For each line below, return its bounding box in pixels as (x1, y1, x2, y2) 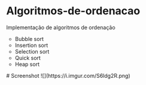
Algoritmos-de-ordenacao (6, 4, 141, 18)
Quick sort (14, 54, 41, 61)
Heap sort (14, 61, 40, 68)
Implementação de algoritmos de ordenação (6, 24, 115, 31)
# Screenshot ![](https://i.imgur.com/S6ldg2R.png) (6, 72, 130, 79)
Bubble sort (14, 35, 44, 42)
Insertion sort (14, 42, 48, 49)
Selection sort (14, 48, 50, 55)
